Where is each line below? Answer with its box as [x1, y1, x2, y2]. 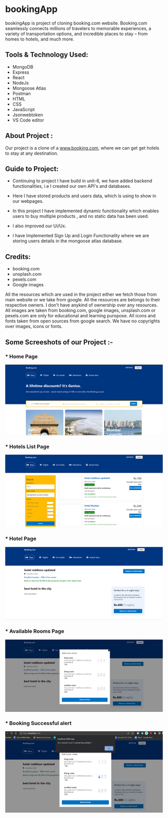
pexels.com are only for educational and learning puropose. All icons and [5, 313, 156, 319]
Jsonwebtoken [12, 112, 43, 118]
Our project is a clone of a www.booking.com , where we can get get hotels [5, 145, 159, 151]
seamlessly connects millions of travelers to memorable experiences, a [5, 25, 151, 31]
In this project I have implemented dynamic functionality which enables [12, 208, 159, 214]
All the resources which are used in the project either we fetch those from [5, 291, 157, 297]
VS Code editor [12, 117, 44, 123]
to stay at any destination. [5, 150, 58, 156]
